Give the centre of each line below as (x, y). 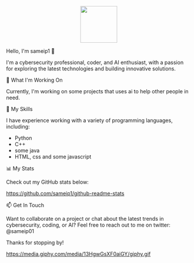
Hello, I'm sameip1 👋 (30, 51)
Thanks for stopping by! (35, 242)
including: (18, 127)
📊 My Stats (20, 168)
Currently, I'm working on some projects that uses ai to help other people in (98, 91)
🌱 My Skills (19, 109)
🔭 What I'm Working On (34, 80)
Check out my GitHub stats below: (48, 182)
